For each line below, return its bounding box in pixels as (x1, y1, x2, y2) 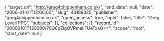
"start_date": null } (4, 31, 42, 36)
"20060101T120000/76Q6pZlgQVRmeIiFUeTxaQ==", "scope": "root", (4, 25, 146, 31)
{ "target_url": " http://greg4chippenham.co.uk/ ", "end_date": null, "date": (4, 4, 154, 10)
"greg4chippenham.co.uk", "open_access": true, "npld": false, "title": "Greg (4, 15, 160, 20)
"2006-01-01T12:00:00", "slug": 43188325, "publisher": (4, 9, 119, 15)
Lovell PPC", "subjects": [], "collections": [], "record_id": (4, 20, 120, 26)
